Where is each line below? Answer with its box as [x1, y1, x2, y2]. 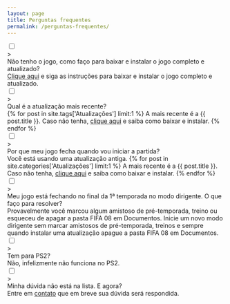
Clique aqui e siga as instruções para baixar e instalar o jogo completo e [7, 72, 213, 80]
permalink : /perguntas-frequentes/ [7, 23, 110, 30]
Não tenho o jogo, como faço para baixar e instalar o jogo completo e [7, 57, 205, 66]
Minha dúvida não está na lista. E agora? [7, 282, 122, 290]
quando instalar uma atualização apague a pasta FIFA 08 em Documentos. [7, 229, 219, 237]
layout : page [7, 10, 45, 17]
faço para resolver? [7, 200, 63, 208]
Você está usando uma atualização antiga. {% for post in [7, 155, 169, 163]
